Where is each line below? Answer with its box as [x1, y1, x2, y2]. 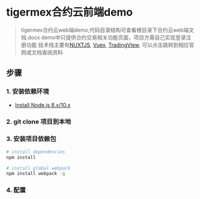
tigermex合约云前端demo [6, 5, 133, 19]
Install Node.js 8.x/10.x [14, 101, 70, 108]
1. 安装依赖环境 [6, 87, 50, 96]
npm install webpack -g [6, 171, 66, 177]
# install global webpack [6, 165, 70, 171]
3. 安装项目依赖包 [6, 135, 57, 143]
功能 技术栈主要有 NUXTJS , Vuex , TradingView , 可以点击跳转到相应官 [26, 41, 195, 48]
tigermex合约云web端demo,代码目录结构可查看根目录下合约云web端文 [20, 26, 195, 33]
